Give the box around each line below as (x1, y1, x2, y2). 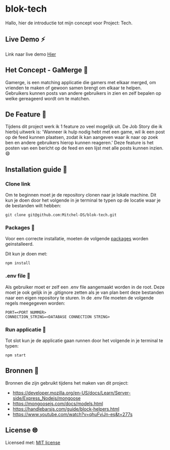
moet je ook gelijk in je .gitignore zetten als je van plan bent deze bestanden (5, 289, 164, 295)
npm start (5, 353, 26, 358)
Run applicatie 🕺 (5, 326, 47, 333)
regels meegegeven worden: (5, 300, 65, 306)
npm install (5, 260, 30, 266)
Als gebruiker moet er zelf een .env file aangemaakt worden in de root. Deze (5, 284, 165, 290)
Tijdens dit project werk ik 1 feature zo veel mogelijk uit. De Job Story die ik (5, 124, 162, 130)
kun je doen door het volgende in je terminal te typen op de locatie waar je (5, 197, 161, 203)
